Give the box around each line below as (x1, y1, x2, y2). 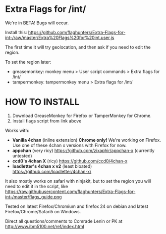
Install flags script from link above (12, 117, 82, 124)
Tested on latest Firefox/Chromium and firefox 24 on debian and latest (5, 203, 149, 209)
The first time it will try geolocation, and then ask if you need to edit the (5, 44, 151, 50)
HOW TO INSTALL (5, 96, 80, 108)
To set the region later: (5, 59, 52, 65)
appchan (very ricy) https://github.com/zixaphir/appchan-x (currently (12, 147, 155, 154)
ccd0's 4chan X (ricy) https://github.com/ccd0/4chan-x (12, 158, 128, 164)
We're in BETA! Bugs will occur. (5, 20, 69, 26)
